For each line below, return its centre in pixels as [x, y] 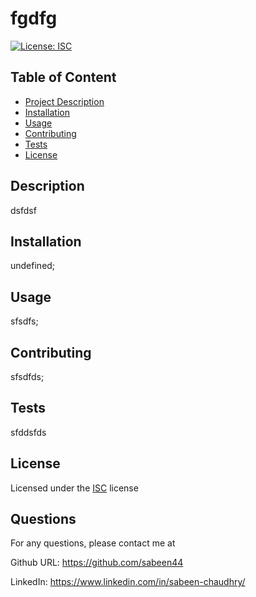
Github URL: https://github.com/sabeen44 [97, 563]
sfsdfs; [24, 321]
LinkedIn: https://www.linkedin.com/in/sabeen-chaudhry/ [128, 582]
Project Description [64, 101]
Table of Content [63, 77]
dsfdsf [23, 210]
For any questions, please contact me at [93, 543]
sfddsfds [28, 432]
